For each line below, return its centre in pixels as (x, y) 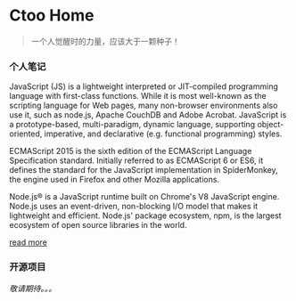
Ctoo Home (52, 16)
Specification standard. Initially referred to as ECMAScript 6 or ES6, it (136, 160)
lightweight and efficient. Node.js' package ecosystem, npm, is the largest (146, 216)
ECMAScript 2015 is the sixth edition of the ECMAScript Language (131, 151)
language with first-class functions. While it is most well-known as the (138, 96)
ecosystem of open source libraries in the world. (98, 225)
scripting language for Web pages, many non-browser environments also (144, 106)
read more (28, 242)
